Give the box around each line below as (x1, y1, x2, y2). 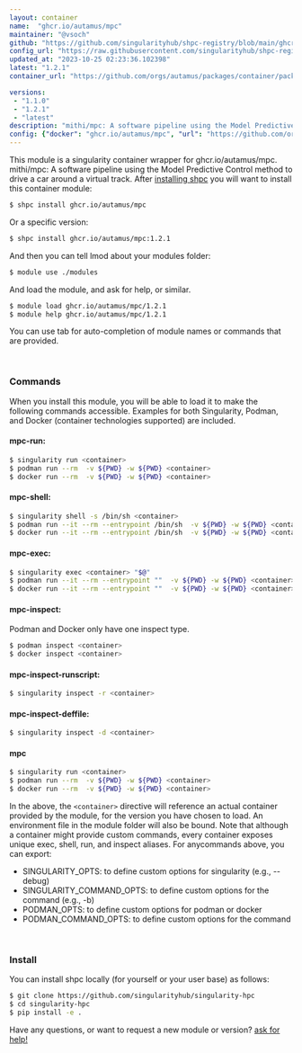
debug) (22, 876, 50, 887)
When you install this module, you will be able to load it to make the (9, 396, 259, 406)
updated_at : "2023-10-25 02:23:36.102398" (9, 55, 171, 64)
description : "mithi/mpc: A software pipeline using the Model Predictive (9, 121, 296, 130)
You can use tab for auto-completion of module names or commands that (9, 326, 281, 337)
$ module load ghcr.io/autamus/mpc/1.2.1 (9, 301, 167, 310)
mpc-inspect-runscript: (9, 669, 101, 680)
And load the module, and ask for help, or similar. (9, 284, 191, 295)
